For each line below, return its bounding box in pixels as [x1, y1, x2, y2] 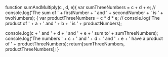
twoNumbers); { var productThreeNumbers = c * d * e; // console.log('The [5, 15, 160, 21]
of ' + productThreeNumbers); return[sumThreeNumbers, [5, 41, 125, 47]
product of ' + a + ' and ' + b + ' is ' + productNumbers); [5, 20, 122, 26]
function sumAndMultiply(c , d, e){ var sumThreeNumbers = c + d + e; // [5, 5, 156, 10]
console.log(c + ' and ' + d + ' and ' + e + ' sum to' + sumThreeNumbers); [5, 30, 158, 36]
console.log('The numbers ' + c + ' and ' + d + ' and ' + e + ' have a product [5, 35, 163, 41]
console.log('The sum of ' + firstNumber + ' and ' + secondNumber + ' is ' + [5, 10, 163, 16]
